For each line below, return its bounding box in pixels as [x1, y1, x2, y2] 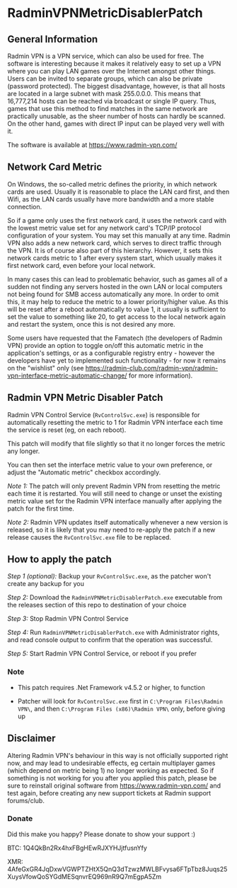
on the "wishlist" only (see [7, 363, 84, 372]
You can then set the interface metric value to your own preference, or [7, 460, 213, 469]
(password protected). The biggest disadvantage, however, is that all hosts [7, 82, 226, 90]
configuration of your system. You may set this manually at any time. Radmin [7, 231, 231, 240]
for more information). [128, 371, 193, 380]
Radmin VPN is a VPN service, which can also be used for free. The [7, 52, 204, 60]
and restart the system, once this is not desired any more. [7, 320, 175, 328]
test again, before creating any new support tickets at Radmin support [7, 788, 212, 797]
